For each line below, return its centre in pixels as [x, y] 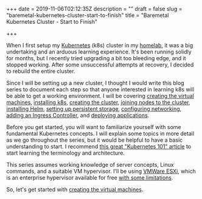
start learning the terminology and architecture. [65, 153]
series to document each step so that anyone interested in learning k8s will [100, 89]
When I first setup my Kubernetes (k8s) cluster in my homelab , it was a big [100, 45]
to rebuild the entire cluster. [41, 71]
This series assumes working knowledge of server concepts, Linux [90, 165]
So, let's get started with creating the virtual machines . [75, 189]
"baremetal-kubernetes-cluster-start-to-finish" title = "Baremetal [88, 15]
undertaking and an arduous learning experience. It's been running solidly [99, 52]
